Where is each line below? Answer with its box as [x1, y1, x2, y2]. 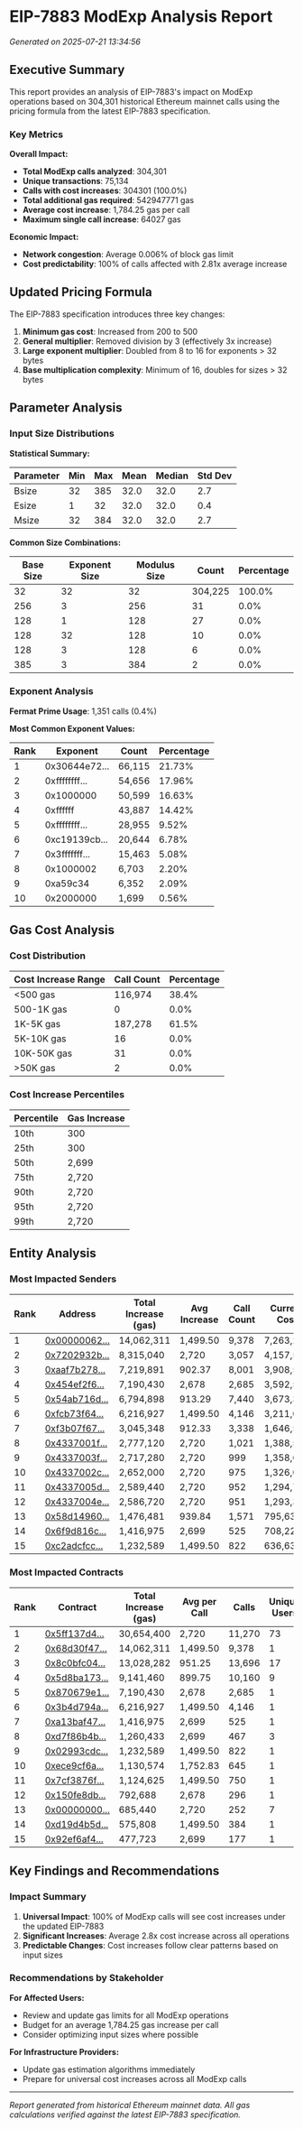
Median [155, 469, 189, 482]
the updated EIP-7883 [22, 1921, 105, 1931]
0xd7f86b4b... [44, 1730, 106, 1743]
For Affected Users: [9, 1992, 85, 2003]
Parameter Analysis [9, 400, 123, 416]
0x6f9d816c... [44, 1524, 106, 1537]
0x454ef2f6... [44, 1378, 106, 1391]
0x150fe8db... [44, 1789, 106, 1801]
